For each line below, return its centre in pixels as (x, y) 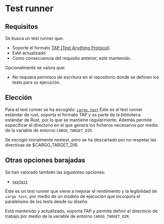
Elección (19, 98)
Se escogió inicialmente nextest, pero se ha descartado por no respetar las (81, 139)
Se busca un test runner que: (34, 38)
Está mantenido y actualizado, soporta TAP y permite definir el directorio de (82, 211)
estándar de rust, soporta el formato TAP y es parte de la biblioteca (73, 114)
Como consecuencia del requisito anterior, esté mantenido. (72, 58)
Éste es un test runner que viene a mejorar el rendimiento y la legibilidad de (81, 191)
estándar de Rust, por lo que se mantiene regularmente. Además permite (79, 120)
